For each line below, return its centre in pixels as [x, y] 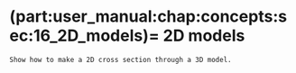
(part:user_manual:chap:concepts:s [148, 17]
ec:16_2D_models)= [84, 36]
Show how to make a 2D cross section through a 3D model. [120, 59]
